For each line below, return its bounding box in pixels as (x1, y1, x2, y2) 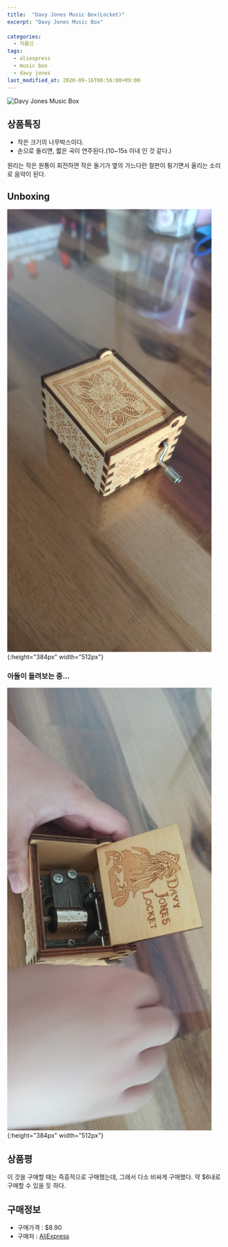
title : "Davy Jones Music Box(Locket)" (7, 11, 126, 18)
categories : (7, 33, 41, 40)
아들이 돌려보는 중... (7, 672, 70, 681)
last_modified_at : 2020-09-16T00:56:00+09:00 (7, 77, 140, 84)
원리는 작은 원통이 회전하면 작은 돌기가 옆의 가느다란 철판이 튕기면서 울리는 (7, 161, 209, 169)
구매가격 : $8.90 (17, 1223, 62, 1232)
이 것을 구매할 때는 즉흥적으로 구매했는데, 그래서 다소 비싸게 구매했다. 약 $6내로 (7, 1173, 221, 1181)
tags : (7, 48, 23, 55)
